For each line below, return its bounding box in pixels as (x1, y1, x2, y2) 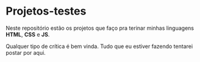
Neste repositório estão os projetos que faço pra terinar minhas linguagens (5, 24, 195, 32)
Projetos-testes (5, 4, 87, 18)
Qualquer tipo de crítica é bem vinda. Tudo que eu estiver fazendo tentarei (5, 43, 193, 50)
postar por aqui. (5, 49, 46, 56)
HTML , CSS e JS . (5, 30, 50, 38)
